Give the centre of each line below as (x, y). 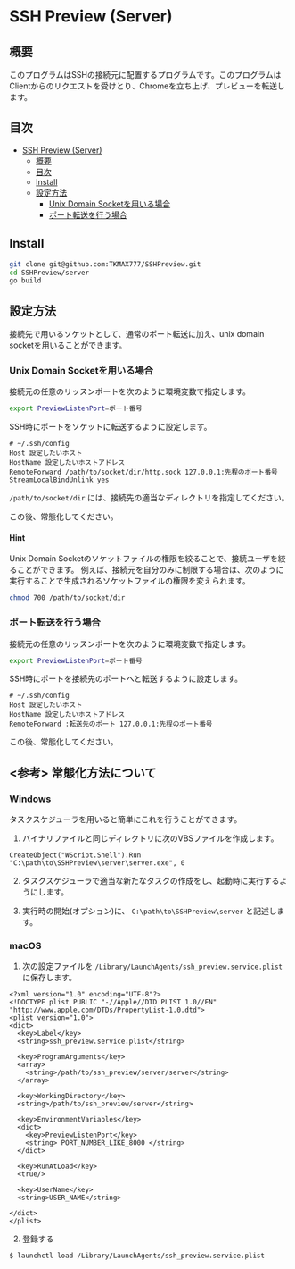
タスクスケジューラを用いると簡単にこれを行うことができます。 (126, 819)
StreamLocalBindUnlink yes (59, 480)
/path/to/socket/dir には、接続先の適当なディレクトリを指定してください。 (149, 498)
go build (25, 281)
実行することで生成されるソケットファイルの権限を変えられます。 (130, 581)
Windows (30, 799)
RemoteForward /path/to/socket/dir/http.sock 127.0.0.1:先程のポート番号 (143, 472)
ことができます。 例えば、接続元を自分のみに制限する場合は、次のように (150, 570)
